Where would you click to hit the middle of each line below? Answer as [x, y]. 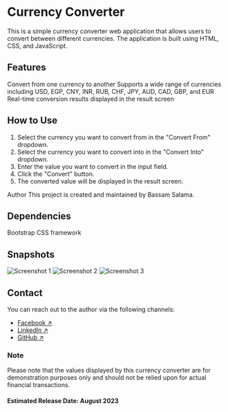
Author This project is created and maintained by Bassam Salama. [101, 195]
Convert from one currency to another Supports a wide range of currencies [114, 84]
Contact [25, 293]
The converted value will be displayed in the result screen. [100, 181]
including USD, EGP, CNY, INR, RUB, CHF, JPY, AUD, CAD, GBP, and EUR [111, 91]
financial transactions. [39, 385]
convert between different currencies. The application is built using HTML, [113, 38]
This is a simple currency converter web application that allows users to [110, 31]
